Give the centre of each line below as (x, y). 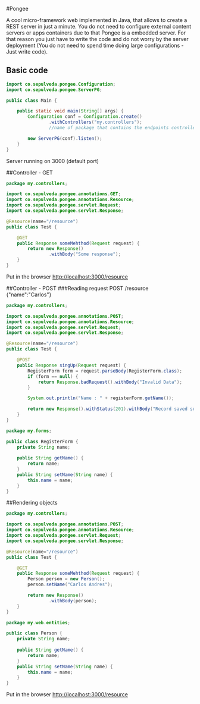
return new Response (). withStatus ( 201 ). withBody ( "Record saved (107, 409)
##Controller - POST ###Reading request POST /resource (77, 288)
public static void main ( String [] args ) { (70, 111)
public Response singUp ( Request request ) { (72, 365)
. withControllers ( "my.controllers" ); (96, 122)
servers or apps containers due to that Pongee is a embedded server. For (96, 33)
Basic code (27, 71)
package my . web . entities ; (38, 622)
